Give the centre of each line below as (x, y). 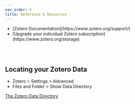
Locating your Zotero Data (46, 69)
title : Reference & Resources (36, 14)
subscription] (92, 34)
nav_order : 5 (18, 10)
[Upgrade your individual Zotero (45, 34)
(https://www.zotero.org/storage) (46, 39)
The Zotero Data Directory (32, 96)
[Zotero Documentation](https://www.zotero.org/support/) (71, 28)
